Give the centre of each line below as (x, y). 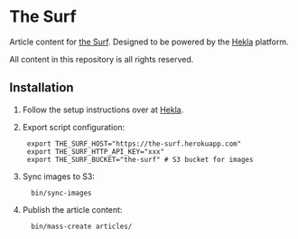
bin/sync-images (61, 193)
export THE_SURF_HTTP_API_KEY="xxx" (96, 151)
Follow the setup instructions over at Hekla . (103, 110)
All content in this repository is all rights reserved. (102, 59)
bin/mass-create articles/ (82, 226)
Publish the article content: (72, 209)
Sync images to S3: (58, 176)
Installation (42, 88)
